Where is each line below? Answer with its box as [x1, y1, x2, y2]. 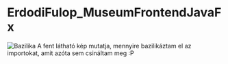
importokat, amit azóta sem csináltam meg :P [7, 49, 135, 57]
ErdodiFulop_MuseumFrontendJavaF [7, 5, 222, 20]
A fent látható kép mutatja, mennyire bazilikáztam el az [37, 42, 192, 50]
